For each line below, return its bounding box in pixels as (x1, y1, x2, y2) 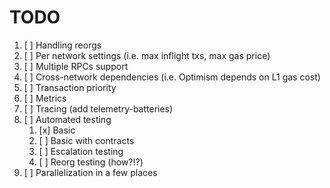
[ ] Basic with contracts (38, 134, 135, 146)
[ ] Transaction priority (23, 81, 117, 93)
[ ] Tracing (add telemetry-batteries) (23, 102, 174, 115)
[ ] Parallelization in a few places (23, 166, 158, 178)
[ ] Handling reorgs (23, 39, 102, 51)
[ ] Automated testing (23, 113, 112, 125)
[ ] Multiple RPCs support (23, 60, 129, 72)
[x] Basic (38, 124, 76, 136)
